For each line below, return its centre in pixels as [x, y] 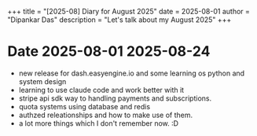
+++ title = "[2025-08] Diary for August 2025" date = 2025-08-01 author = [129, 11]
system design [42, 81]
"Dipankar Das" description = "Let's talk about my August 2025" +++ [119, 20]
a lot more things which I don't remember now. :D [98, 123]
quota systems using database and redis [84, 106]
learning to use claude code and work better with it [101, 90]
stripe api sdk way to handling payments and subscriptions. [115, 98]
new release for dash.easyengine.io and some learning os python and [132, 73]
